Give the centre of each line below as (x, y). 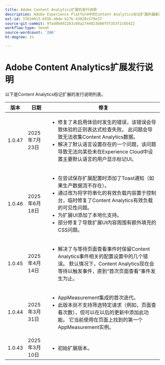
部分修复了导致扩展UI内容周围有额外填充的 (107, 222)
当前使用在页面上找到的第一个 (109, 320)
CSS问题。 (70, 230)
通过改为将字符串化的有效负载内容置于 (102, 193)
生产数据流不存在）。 (86, 185)
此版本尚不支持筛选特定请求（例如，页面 (104, 305)
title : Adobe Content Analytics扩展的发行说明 (51, 10)
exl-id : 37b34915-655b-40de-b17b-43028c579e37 (54, 19)
